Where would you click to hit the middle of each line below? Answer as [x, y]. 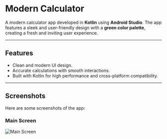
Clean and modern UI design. [42, 65]
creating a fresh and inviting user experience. [52, 33]
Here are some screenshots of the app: [45, 108]
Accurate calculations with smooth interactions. [61, 70]
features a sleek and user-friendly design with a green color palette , [75, 27]
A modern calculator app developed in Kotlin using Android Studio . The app [83, 22]
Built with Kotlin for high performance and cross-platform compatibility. [85, 75]
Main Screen [21, 121]
